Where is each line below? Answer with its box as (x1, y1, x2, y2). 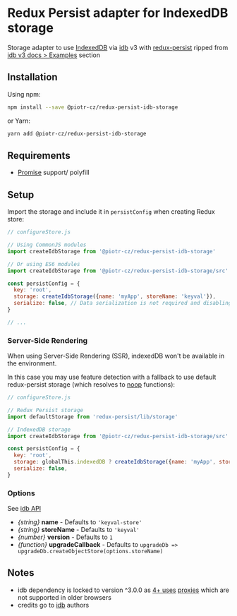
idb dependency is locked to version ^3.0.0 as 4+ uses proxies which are (17, 586, 230, 594)
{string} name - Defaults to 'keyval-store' (17, 518, 142, 526)
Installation (7, 71, 58, 83)
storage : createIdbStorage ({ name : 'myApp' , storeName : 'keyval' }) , (13, 293, 217, 301)
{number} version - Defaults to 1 (17, 533, 113, 541)
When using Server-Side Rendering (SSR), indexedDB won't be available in (7, 351, 224, 361)
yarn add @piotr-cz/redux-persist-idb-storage (7, 130, 147, 137)
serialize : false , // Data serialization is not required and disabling (13, 300, 232, 307)
